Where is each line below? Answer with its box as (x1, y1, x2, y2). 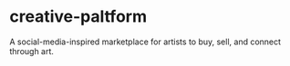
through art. (9, 45, 55, 56)
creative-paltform (9, 6, 148, 27)
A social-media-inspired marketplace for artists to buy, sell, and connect (9, 36, 281, 47)
